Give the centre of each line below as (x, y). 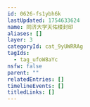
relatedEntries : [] (36, 79)
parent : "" (23, 73)
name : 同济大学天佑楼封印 (40, 27)
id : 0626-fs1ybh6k (34, 14)
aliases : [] (25, 33)
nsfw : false (25, 66)
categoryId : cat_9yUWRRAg (45, 46)
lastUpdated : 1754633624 (44, 20)
